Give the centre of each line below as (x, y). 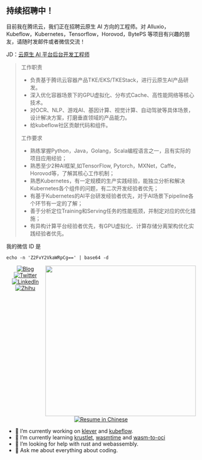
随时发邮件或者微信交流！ (54, 42)
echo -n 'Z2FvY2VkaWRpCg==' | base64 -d (58, 258)
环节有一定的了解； (59, 203)
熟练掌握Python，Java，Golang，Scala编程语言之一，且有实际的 (110, 151)
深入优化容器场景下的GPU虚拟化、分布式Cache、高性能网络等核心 (112, 95)
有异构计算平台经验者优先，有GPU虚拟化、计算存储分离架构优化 (109, 226)
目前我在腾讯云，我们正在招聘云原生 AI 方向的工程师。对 (76, 26)
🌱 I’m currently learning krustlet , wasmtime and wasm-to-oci (90, 437)
